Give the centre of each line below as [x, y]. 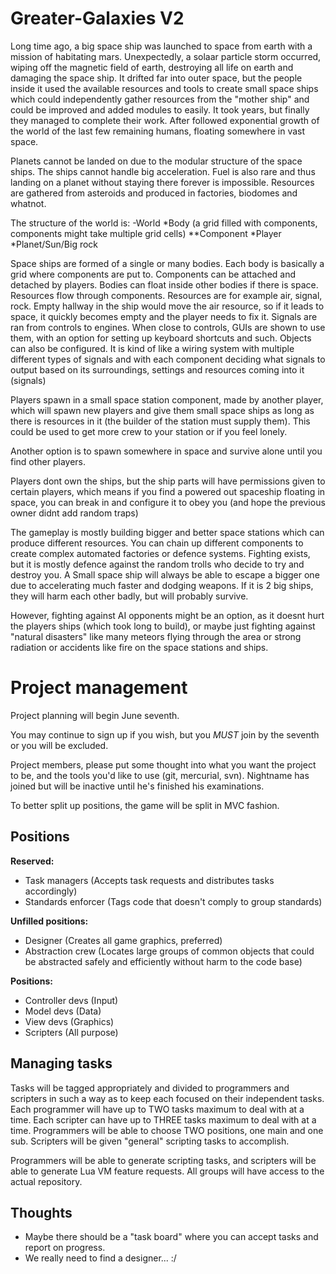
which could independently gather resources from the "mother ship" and [160, 99]
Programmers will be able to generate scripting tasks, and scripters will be [163, 1160]
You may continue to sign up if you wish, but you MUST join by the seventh [165, 734]
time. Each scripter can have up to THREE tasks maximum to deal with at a [163, 1119]
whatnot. [28, 203]
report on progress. [65, 1248]
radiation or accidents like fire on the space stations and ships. [139, 647]
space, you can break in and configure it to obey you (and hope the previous [168, 502]
